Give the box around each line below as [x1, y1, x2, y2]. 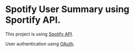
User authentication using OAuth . [5, 40, 75, 46]
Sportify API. [5, 14, 61, 26]
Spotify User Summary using [5, 4, 129, 15]
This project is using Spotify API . [5, 31, 74, 37]
